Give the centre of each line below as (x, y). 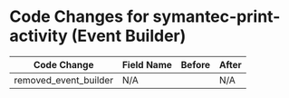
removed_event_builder (64, 80)
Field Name (147, 64)
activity (39, 36)
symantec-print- (217, 17)
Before (196, 64)
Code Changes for (79, 17)
